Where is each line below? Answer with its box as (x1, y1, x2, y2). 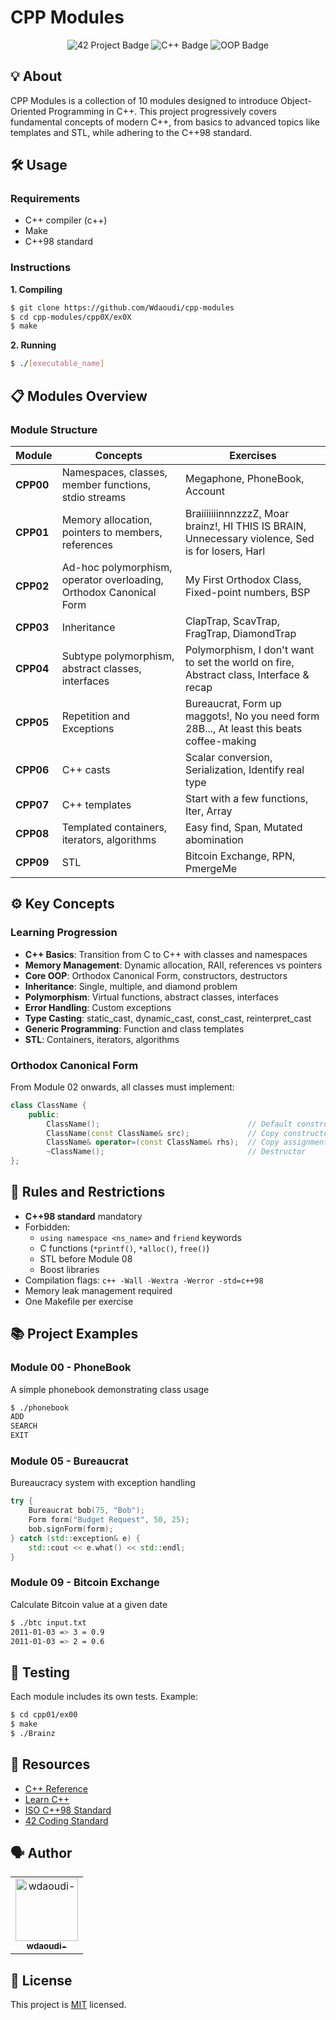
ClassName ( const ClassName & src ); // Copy (46, 1128, 280, 1138)
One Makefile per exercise (24, 1295, 134, 1307)
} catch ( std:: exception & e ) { (10, 1533, 141, 1543)
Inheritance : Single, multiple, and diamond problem (24, 980, 238, 992)
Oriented (10, 105, 47, 117)
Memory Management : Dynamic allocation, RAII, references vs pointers (24, 959, 323, 971)
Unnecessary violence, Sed (184, 531, 315, 545)
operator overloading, (61, 572, 164, 586)
